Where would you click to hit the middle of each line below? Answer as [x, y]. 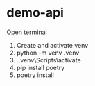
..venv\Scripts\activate [49, 60]
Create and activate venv [52, 45]
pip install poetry [41, 67]
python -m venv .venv [48, 53]
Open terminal [27, 32]
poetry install [35, 75]
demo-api [35, 13]
